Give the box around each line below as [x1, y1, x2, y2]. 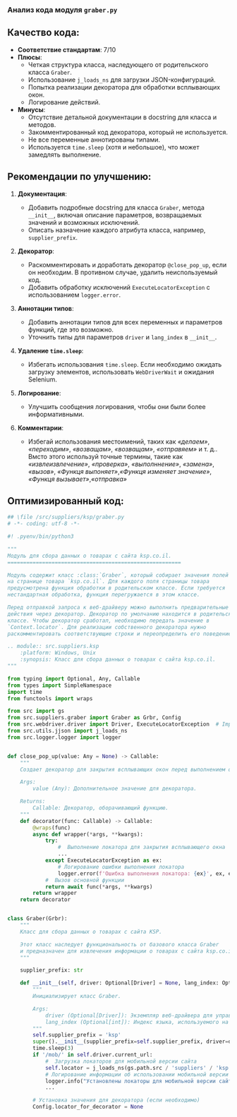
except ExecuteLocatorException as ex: [44, 857, 162, 865]
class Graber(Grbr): [7, 915, 68, 922]
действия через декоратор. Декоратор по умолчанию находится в [7, 610, 197, 618]
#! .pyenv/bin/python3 [7, 533, 74, 540]
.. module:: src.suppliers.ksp [7, 643, 99, 650]
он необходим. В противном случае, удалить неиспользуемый [28, 268, 218, 276]
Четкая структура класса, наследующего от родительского [28, 60, 209, 68]
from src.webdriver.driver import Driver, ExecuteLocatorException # [7, 721, 219, 728]
